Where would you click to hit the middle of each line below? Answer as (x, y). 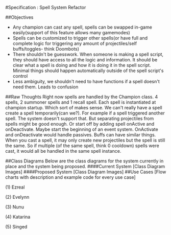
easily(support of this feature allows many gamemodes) (71, 32)
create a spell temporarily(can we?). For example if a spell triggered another (85, 113)
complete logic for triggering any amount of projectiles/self (75, 43)
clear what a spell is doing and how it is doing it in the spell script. (82, 65)
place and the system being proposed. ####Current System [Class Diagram (85, 166)
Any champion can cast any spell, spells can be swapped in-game (82, 27)
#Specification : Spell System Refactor (46, 7)
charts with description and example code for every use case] (71, 177)
